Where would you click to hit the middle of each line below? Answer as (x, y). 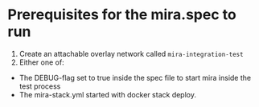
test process (40, 86)
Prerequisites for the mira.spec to (122, 15)
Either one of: (42, 62)
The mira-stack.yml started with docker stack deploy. (107, 94)
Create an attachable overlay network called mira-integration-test (131, 53)
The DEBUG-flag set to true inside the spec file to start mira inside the (135, 77)
